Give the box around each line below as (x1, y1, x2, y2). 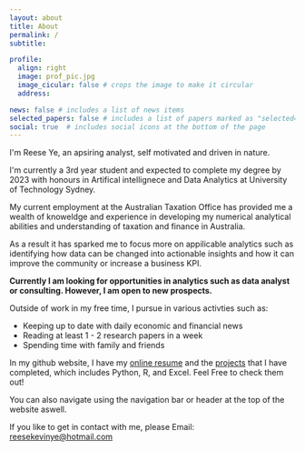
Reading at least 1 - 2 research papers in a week (22, 330, 203, 341)
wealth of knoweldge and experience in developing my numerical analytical (9, 211, 291, 223)
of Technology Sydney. (9, 184, 96, 195)
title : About (9, 22, 59, 31)
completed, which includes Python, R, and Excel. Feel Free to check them (9, 367, 284, 378)
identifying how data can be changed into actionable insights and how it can (9, 248, 295, 259)
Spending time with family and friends (22, 340, 165, 351)
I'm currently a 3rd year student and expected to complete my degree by (9, 165, 281, 175)
